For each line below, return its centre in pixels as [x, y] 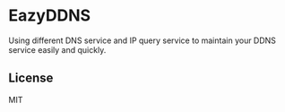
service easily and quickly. [57, 49]
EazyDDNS [50, 16]
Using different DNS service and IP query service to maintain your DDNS [142, 40]
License [31, 78]
